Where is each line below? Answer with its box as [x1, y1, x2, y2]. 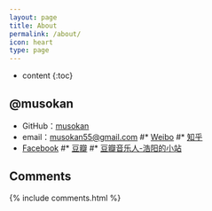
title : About [9, 21, 58, 30]
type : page [9, 46, 50, 55]
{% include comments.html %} [9, 192, 122, 203]
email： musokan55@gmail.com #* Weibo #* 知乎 [21, 131, 203, 142]
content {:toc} [21, 70, 74, 81]
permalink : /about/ [9, 29, 82, 38]
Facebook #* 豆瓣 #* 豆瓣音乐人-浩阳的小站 [21, 143, 182, 153]
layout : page [9, 12, 58, 22]
